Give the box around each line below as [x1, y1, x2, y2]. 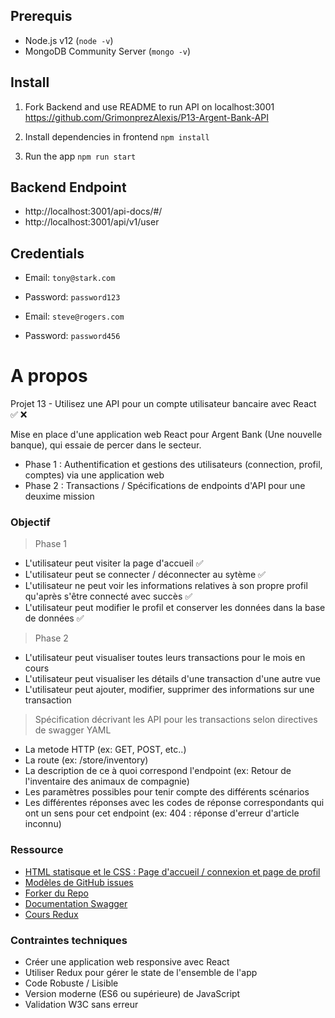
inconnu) [24, 818, 62, 830]
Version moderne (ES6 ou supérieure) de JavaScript [24, 988, 241, 1000]
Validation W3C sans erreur [24, 999, 139, 1011]
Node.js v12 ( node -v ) [24, 34, 114, 46]
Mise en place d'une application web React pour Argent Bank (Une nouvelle [10, 429, 323, 441]
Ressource [10, 843, 64, 857]
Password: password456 [24, 330, 121, 342]
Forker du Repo [24, 887, 89, 899]
